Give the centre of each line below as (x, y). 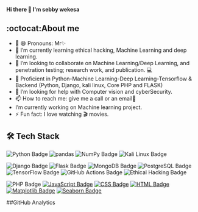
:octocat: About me (43, 28)
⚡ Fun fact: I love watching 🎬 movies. (62, 114)
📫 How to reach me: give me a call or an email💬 (75, 98)
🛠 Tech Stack (33, 136)
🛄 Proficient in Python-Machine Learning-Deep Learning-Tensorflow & (104, 79)
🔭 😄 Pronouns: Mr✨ (40, 43)
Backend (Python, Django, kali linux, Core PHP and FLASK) (89, 85)
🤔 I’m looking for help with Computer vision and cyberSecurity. (94, 91)
